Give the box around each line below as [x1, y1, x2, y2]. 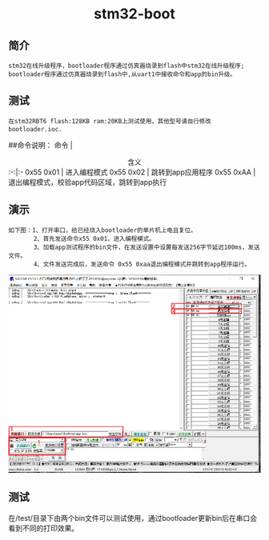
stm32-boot [93, 5, 176, 23]
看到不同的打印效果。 [8, 523, 78, 533]
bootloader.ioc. [8, 125, 62, 133]
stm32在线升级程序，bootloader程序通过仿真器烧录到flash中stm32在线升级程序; [8, 62, 245, 70]
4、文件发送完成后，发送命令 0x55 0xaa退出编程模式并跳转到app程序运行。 [33, 260, 251, 268]
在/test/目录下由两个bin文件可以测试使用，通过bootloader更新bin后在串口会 [8, 513, 258, 522]
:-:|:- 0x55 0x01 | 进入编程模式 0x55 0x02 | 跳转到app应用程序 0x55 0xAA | [8, 167, 256, 177]
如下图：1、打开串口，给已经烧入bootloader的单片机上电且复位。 [8, 226, 198, 234]
